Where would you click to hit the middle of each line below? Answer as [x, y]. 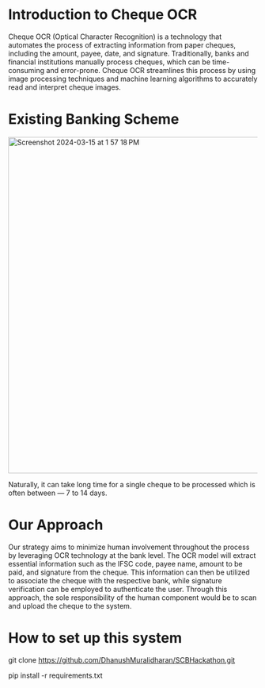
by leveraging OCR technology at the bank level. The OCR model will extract [132, 555]
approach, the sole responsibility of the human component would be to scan [132, 598]
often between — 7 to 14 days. [58, 493]
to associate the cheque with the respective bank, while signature [115, 580]
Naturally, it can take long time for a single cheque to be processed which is [132, 484]
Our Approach [56, 525]
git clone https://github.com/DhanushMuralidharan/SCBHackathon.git [122, 659]
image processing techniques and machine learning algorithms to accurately [133, 79]
